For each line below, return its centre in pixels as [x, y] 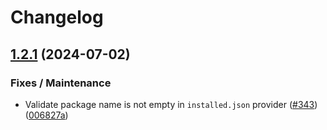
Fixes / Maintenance [61, 83]
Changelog [57, 17]
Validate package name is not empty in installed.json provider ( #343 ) [171, 104]
